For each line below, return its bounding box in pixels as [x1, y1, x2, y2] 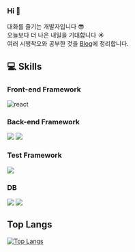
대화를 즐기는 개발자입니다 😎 [7, 23, 85, 31]
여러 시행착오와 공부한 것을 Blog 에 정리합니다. [7, 40, 130, 48]
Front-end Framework [7, 85, 82, 94]
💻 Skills [7, 61, 42, 72]
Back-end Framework [7, 117, 80, 126]
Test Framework [7, 150, 63, 160]
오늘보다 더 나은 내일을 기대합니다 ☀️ [7, 31, 104, 40]
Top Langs [7, 219, 52, 231]
